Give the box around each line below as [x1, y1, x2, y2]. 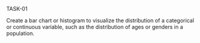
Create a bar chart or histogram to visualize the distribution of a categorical [6, 17, 195, 24]
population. [6, 30, 35, 37]
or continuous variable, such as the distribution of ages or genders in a [6, 24, 184, 30]
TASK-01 [6, 5, 28, 12]
